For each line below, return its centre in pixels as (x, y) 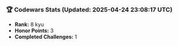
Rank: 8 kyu (29, 24)
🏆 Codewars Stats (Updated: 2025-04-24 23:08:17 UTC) (89, 9)
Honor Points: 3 (34, 31)
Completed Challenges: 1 (46, 37)
